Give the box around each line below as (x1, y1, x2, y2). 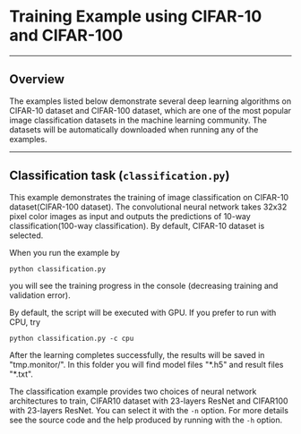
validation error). (9, 289, 71, 301)
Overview (9, 72, 65, 87)
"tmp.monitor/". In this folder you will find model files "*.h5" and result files (9, 359, 284, 370)
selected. (9, 230, 44, 241)
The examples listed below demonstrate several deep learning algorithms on (9, 96, 292, 106)
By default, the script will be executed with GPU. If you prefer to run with (9, 307, 277, 318)
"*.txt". (9, 369, 34, 379)
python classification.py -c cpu (9, 334, 134, 343)
